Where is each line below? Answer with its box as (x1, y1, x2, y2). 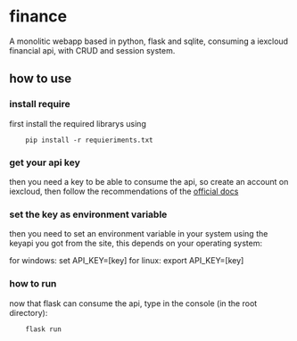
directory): (9, 307, 48, 318)
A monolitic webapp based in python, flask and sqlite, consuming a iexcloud (9, 36, 288, 46)
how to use (9, 71, 72, 87)
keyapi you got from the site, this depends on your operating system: (9, 238, 263, 249)
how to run (9, 278, 57, 290)
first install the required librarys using (9, 118, 147, 129)
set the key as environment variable (9, 208, 168, 220)
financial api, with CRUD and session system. (9, 45, 176, 55)
